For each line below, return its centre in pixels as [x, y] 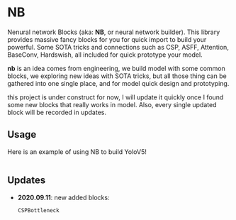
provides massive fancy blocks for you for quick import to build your [107, 39]
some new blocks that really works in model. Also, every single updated [112, 104]
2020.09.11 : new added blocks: [63, 197]
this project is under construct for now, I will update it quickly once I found [116, 97]
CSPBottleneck [38, 210]
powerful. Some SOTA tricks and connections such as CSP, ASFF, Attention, [118, 47]
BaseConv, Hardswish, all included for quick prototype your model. [105, 55]
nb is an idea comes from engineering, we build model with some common [116, 68]
